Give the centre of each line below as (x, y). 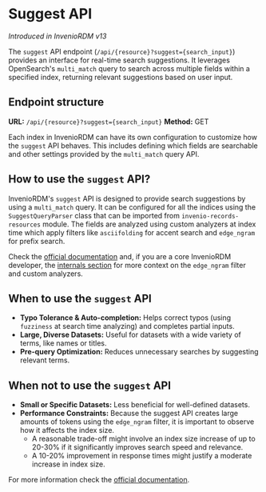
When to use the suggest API (80, 298)
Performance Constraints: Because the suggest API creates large (129, 414)
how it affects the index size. (67, 430)
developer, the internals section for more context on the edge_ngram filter (127, 265)
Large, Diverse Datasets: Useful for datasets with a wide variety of (130, 335)
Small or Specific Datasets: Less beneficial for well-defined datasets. (135, 405)
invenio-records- (210, 216)
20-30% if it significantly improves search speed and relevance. (137, 447)
